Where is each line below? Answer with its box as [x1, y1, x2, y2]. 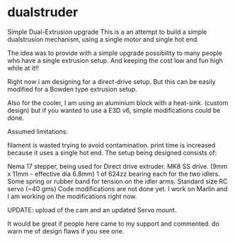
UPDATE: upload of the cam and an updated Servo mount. [7, 205, 177, 214]
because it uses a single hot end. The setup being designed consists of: [7, 148, 217, 157]
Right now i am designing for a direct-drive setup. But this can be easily [7, 77, 216, 85]
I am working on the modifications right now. [7, 192, 137, 200]
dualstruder [7, 4, 79, 20]
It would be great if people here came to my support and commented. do [7, 219, 219, 228]
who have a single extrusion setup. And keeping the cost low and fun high [7, 56, 223, 64]
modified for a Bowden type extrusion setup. [7, 85, 138, 93]
